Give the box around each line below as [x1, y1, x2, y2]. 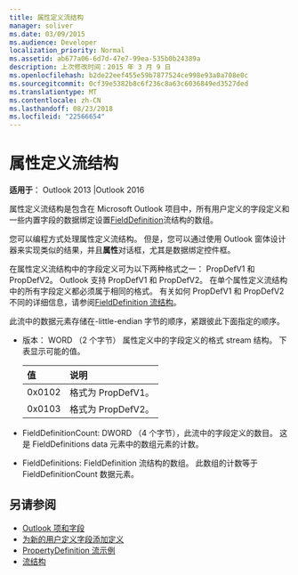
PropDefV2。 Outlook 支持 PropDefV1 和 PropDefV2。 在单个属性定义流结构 [9, 275, 287, 286]
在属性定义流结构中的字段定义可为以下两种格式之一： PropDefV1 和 [9, 263, 255, 274]
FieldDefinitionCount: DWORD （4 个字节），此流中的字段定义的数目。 [21, 428, 278, 439]
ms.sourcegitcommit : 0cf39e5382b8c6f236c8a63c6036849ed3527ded [9, 79, 249, 88]
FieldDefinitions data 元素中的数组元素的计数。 [32, 439, 204, 449]
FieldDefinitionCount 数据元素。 [21, 469, 140, 480]
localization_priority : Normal [9, 46, 125, 55]
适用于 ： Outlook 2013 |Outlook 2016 [9, 184, 145, 196]
